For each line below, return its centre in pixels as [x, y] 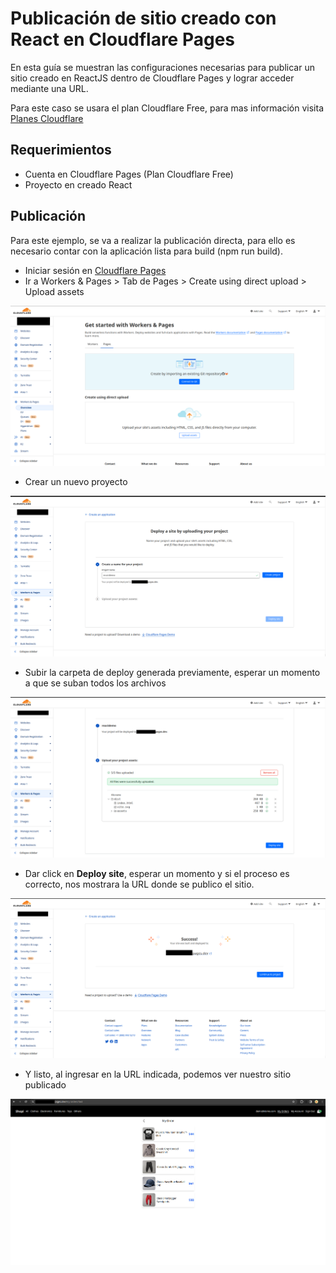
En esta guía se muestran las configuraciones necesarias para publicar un [162, 67]
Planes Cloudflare [47, 118]
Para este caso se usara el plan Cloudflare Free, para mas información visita [167, 108]
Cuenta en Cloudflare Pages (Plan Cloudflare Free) [129, 174]
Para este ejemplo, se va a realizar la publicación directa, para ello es [153, 240]
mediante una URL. [49, 88]
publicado [45, 1085]
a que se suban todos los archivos [95, 683]
